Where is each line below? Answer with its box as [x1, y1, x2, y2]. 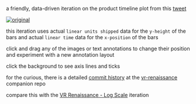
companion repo [6, 80, 46, 87]
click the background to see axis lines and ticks [6, 63, 121, 70]
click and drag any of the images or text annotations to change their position [6, 45, 190, 52]
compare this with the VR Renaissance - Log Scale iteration [6, 92, 149, 98]
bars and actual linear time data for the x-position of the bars [6, 34, 159, 40]
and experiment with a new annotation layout [6, 51, 115, 58]
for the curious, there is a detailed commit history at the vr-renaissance [6, 74, 178, 81]
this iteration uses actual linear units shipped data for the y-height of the [6, 27, 186, 34]
